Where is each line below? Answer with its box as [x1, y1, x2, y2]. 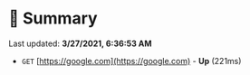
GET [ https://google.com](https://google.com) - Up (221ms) [21, 55, 242, 66]
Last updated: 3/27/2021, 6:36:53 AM [8, 38, 152, 49]
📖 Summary [8, 8, 98, 29]
